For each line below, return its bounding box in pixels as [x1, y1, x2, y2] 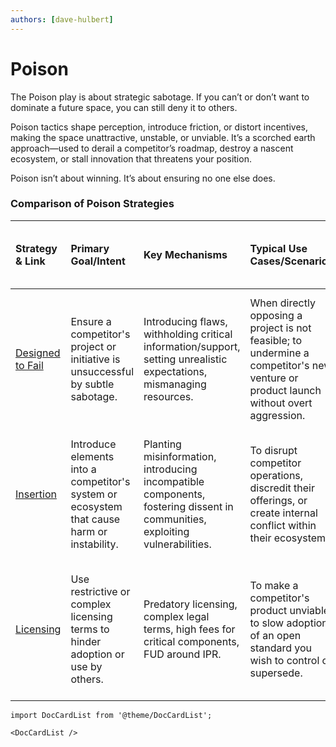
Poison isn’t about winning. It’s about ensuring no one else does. [10, 172, 276, 184]
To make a [249, 578, 299, 592]
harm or [70, 524, 108, 538]
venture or [249, 371, 299, 385]
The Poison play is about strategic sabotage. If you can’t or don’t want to [10, 91, 310, 103]
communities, [143, 512, 207, 526]
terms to [70, 622, 110, 636]
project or [70, 339, 117, 353]
